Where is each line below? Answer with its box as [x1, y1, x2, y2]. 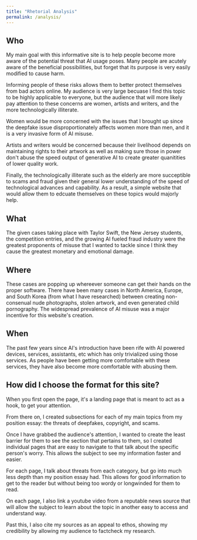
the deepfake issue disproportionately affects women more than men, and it [6, 124, 189, 131]
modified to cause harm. [6, 70, 66, 77]
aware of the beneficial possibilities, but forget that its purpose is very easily [6, 64, 191, 71]
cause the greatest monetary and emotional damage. [6, 248, 134, 255]
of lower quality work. [6, 160, 59, 167]
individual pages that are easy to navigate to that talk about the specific [6, 443, 179, 450]
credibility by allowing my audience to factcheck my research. [6, 527, 156, 534]
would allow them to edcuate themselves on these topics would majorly [6, 190, 179, 197]
